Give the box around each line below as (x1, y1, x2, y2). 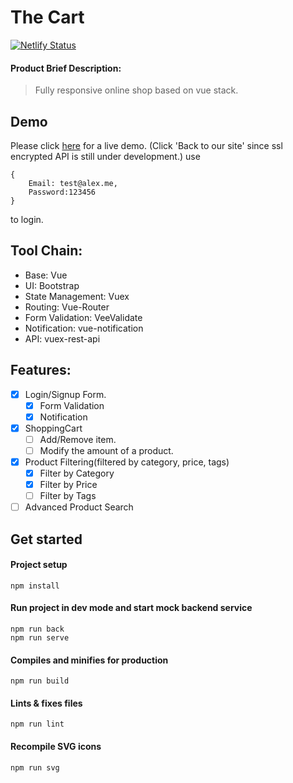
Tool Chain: (10, 242, 83, 260)
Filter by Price (39, 479, 98, 491)
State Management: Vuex (24, 290, 130, 302)
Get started (10, 531, 83, 548)
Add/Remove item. (39, 433, 117, 445)
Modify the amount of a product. (39, 444, 174, 456)
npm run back (10, 624, 65, 635)
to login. (10, 213, 44, 225)
